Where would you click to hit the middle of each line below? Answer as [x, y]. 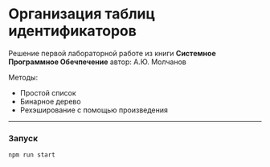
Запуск [23, 138]
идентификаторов [72, 31]
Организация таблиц [82, 14]
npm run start [32, 155]
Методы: [23, 77]
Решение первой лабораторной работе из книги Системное [112, 53]
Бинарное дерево [51, 101]
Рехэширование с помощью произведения [94, 110]
